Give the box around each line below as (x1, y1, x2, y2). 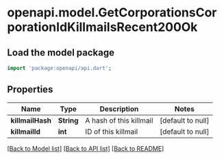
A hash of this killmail (85, 115, 153, 125)
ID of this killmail (85, 127, 138, 136)
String (58, 115, 79, 125)
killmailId (10, 127, 41, 136)
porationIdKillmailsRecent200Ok (7, 19, 198, 35)
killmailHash (10, 115, 52, 125)
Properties (7, 84, 53, 95)
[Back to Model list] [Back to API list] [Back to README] (7, 144, 164, 152)
